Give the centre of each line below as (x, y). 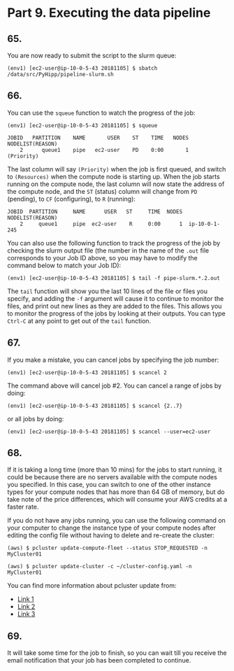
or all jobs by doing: (36, 418)
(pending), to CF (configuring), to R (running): (72, 199)
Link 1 (25, 599)
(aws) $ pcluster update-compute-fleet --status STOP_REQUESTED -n (108, 548)
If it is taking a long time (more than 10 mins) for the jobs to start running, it (115, 469)
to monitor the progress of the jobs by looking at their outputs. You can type (116, 313)
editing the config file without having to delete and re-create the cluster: (111, 535)
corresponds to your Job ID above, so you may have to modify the (102, 257)
